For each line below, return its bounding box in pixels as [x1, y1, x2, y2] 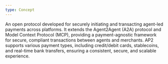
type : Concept [5, 7, 35, 12]
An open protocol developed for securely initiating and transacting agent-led [5, 21, 163, 27]
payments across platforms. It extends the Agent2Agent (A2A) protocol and [5, 26, 161, 32]
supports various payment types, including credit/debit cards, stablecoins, [5, 42, 159, 48]
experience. [5, 53, 30, 59]
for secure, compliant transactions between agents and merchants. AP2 [5, 37, 154, 43]
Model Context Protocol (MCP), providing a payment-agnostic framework [5, 31, 157, 37]
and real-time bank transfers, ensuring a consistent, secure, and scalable [5, 47, 156, 53]
